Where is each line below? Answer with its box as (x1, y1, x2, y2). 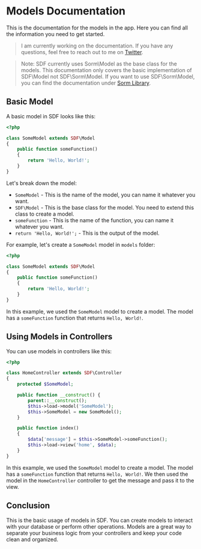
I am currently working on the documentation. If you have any (20, 42, 173, 49)
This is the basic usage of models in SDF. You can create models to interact (6, 517, 193, 524)
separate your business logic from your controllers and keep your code (6, 529, 182, 536)
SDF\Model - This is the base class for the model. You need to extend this (14, 204, 194, 211)
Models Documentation (6, 4, 126, 18)
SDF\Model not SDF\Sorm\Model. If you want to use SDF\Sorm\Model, (20, 73, 195, 80)
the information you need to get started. (6, 30, 105, 37)
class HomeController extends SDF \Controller (6, 370, 122, 376)
